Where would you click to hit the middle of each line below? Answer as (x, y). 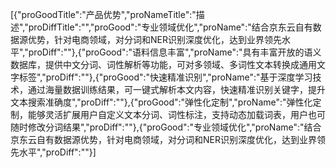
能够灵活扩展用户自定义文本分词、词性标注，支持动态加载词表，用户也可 (176, 114)
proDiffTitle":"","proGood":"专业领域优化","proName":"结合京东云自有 (170, 27)
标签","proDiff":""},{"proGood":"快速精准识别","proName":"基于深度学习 (165, 77)
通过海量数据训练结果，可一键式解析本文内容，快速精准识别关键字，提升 (176, 89)
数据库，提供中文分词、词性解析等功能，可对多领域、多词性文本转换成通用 (163, 64)
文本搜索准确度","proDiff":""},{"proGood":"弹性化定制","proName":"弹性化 (161, 102)
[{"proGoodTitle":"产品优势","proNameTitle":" (103, 14)
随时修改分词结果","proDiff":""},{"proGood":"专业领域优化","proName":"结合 (166, 127)
